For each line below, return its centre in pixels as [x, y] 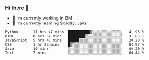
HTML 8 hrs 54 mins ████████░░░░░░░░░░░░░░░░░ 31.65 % [75, 36]
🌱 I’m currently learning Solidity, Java [49, 23]
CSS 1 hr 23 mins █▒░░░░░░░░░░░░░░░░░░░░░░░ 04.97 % [75, 45]
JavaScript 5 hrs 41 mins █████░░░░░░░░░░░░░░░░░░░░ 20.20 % [75, 40]
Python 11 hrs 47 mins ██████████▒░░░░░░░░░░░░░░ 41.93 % [75, 32]
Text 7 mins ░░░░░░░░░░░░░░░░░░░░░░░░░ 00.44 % [75, 53]
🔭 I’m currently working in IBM [42, 18]
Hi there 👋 [17, 8]
